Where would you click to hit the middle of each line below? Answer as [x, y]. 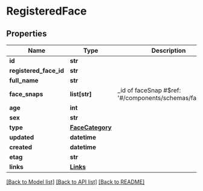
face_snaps [26, 94]
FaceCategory [91, 127]
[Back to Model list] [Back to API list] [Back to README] [76, 182]
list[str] [81, 94]
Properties [27, 34]
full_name [24, 80]
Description [169, 51]
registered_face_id [37, 71]
